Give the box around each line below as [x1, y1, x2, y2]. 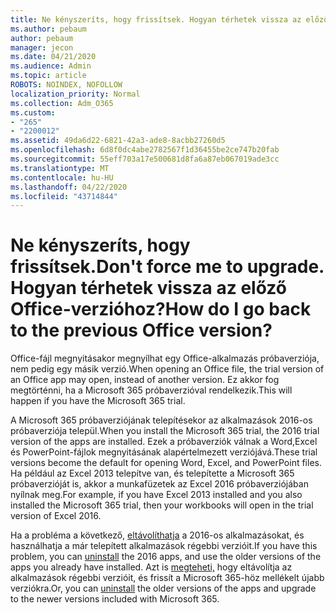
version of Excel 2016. [10, 510, 102, 522]
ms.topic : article [10, 71, 87, 81]
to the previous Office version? [10, 319, 273, 342]
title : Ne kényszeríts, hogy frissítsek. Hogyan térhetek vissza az [10, 14, 302, 25]
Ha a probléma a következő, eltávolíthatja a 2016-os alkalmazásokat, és [10, 529, 305, 541]
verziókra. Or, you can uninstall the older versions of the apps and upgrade [10, 582, 317, 595]
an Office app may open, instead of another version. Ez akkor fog [10, 374, 280, 386]
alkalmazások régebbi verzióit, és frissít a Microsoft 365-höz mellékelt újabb [10, 572, 325, 584]
